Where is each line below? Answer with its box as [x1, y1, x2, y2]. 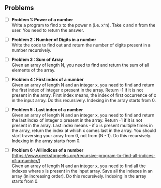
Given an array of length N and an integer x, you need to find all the [11, 163, 146, 169]
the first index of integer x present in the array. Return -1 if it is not [11, 87, 143, 93]
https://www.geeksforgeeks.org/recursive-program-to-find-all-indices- [13, 153, 156, 159]
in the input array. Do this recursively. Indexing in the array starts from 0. [11, 98, 156, 103]
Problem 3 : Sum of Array [11, 57, 63, 62]
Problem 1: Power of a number [11, 16, 73, 22]
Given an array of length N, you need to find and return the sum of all [11, 62, 149, 68]
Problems [4, 4, 34, 12]
